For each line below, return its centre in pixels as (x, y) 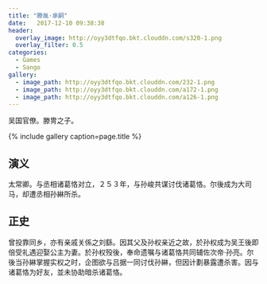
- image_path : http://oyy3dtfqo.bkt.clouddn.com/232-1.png (115, 82)
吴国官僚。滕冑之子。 (43, 121)
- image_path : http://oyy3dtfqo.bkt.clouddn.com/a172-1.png (117, 89)
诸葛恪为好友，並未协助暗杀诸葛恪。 (68, 272)
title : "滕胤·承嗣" (38, 16)
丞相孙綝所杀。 (60, 194)
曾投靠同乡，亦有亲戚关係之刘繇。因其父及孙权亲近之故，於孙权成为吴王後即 (133, 242)
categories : (28, 53)
